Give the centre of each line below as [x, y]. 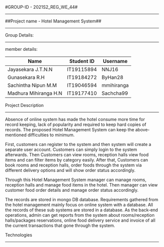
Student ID [82, 61]
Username [115, 61]
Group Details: [20, 35]
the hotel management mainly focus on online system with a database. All [79, 205]
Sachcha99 [115, 93]
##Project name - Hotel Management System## [53, 21]
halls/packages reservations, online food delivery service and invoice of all [80, 220]
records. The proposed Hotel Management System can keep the [70, 130]
